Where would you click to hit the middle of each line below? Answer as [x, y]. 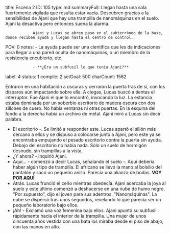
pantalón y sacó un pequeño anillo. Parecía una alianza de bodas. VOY [87, 172]
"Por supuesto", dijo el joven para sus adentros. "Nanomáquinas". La [85, 194]
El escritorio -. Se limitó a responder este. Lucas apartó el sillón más [84, 129]
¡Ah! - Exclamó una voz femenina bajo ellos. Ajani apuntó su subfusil [84, 210]
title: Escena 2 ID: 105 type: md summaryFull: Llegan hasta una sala [76, 7]
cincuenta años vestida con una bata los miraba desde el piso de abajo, [88, 221]
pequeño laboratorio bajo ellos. [45, 205]
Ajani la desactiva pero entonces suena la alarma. [57, 24]
